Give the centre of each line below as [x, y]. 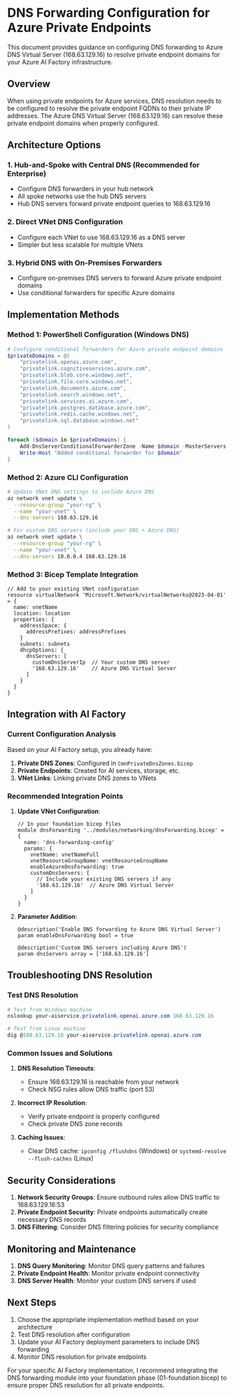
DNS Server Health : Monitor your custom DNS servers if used [107, 1281]
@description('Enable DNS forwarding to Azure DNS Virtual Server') [119, 929]
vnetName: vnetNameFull [65, 855]
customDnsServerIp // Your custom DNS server [101, 662]
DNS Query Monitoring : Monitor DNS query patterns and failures [111, 1266]
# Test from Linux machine [46, 1029]
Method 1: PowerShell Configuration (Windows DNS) [98, 335]
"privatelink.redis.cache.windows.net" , [79, 414]
